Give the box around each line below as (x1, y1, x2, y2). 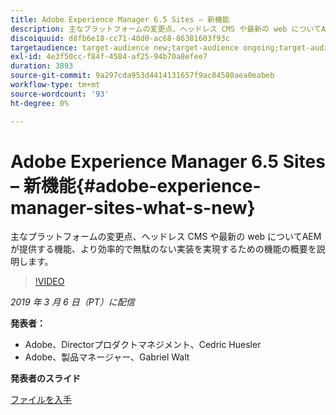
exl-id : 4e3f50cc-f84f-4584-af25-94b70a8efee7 (10, 52, 208, 62)
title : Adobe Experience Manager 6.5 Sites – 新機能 (10, 14, 230, 25)
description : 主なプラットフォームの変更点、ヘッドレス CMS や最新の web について (10, 24, 322, 34)
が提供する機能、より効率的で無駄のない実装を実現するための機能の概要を (10, 243, 317, 255)
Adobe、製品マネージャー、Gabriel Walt (24, 351, 190, 363)
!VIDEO (34, 276, 65, 288)
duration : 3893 (10, 61, 74, 71)
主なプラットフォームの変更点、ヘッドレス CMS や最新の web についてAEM (10, 231, 322, 243)
